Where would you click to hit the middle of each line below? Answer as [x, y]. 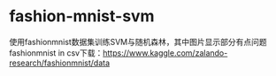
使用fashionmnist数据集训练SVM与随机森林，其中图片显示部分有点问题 [138, 42]
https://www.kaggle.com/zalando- [165, 53]
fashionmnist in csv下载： [56, 53]
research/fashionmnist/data [60, 63]
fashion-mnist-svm [82, 16]
